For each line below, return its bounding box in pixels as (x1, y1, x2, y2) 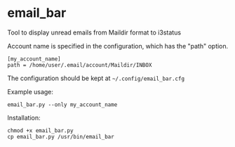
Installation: (7, 113, 41, 122)
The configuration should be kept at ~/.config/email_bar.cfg (7, 74, 184, 82)
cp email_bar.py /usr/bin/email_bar (7, 133, 114, 140)
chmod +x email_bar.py (7, 127, 74, 134)
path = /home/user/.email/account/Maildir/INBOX (7, 61, 152, 68)
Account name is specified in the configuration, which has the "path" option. (7, 41, 229, 50)
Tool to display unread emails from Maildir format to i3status (7, 28, 181, 37)
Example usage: (7, 87, 54, 96)
